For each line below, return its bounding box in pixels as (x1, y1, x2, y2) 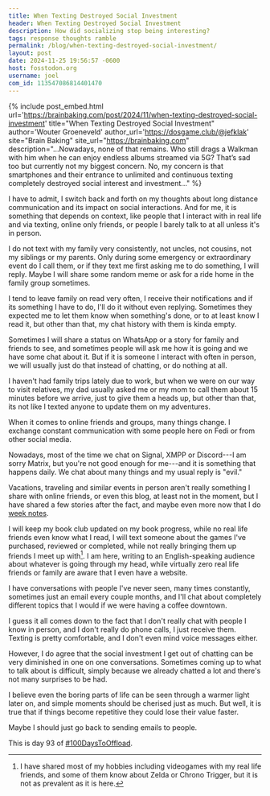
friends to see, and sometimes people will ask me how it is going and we (8, 343, 248, 353)
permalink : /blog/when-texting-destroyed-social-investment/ (8, 42, 218, 50)
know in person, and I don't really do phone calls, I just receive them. (8, 625, 236, 634)
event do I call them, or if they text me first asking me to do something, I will (8, 261, 260, 270)
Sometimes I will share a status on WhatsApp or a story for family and (8, 335, 239, 344)
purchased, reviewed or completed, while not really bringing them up (8, 541, 237, 551)
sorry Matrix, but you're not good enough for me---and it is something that (8, 458, 256, 468)
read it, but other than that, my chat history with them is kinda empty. (8, 319, 237, 328)
